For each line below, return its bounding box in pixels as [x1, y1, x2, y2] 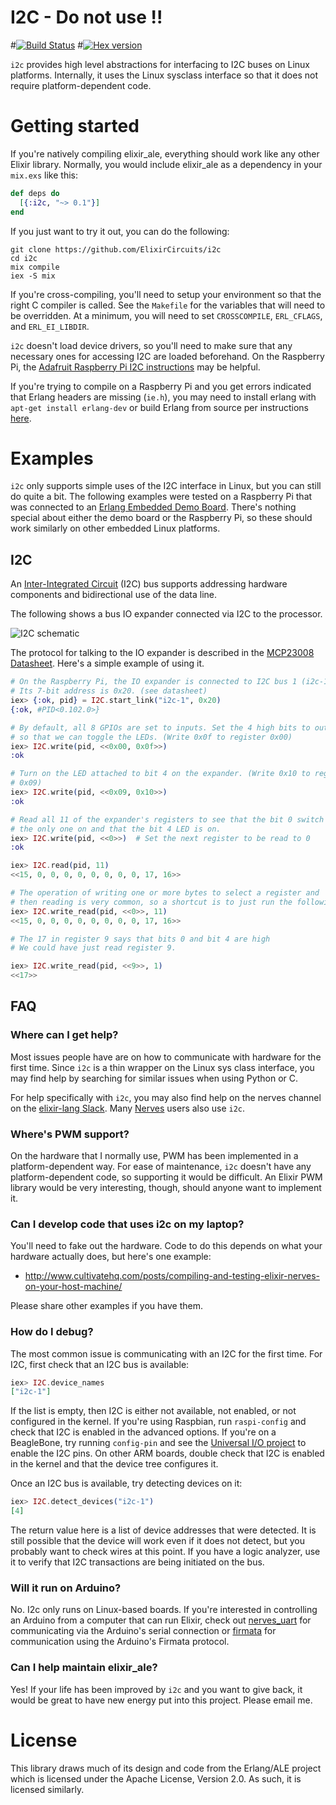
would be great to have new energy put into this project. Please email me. [10, 1694, 313, 1706]
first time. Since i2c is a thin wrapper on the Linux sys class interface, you [10, 1061, 315, 1073]
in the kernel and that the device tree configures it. [10, 1458, 219, 1470]
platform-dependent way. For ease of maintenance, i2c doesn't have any [10, 1160, 312, 1172]
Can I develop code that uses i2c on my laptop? [10, 1217, 245, 1231]
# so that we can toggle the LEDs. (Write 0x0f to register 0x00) [10, 732, 293, 742]
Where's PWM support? [10, 1127, 130, 1141]
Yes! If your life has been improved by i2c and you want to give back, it [10, 1683, 303, 1695]
